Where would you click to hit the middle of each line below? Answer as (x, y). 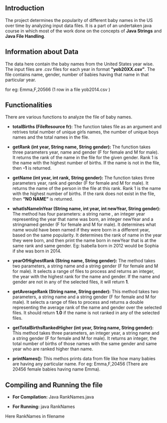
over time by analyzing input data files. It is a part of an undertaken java (79, 25)
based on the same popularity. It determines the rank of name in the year (87, 235)
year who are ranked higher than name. (53, 349)
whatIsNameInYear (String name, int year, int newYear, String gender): (86, 209)
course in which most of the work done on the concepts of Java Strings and (83, 31)
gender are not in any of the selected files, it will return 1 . (71, 282)
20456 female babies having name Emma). (56, 369)
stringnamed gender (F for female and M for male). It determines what (84, 224)
